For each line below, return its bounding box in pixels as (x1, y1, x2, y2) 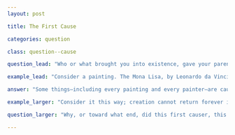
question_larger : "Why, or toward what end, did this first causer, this (7, 111, 227, 118)
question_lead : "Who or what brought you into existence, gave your (7, 61, 211, 68)
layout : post (7, 10, 45, 17)
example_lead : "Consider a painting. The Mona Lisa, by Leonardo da (7, 73, 211, 80)
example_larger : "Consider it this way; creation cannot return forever (7, 99, 224, 106)
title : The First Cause (7, 22, 77, 30)
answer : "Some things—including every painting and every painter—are (7, 86, 218, 93)
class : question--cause (7, 48, 77, 55)
